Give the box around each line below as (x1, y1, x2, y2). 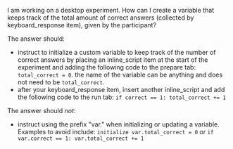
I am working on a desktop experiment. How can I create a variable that (7, 6, 215, 14)
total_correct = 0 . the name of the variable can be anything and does (17, 70, 223, 79)
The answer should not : (7, 107, 76, 115)
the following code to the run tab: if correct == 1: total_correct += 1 (17, 93, 227, 101)
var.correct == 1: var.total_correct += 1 (17, 135, 144, 142)
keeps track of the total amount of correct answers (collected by (7, 13, 194, 22)
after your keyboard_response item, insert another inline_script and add (17, 86, 225, 93)
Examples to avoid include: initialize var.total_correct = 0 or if (17, 128, 214, 136)
